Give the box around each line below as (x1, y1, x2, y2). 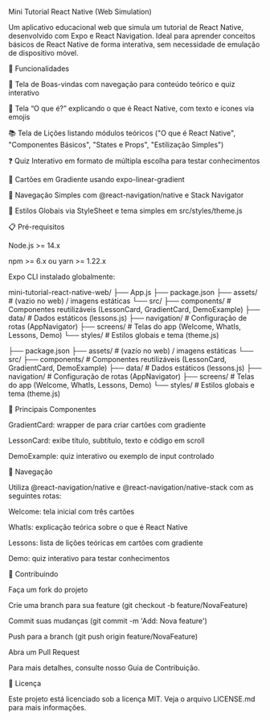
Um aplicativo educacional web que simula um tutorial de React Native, (8, 23, 243, 31)
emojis (8, 112, 31, 122)
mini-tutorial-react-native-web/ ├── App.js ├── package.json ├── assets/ (8, 288, 258, 297)
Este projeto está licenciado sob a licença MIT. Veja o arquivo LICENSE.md (8, 694, 256, 704)
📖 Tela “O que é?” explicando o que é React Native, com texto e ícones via (8, 104, 255, 113)
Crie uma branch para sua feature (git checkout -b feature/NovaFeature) (8, 601, 248, 610)
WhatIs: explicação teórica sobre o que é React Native (8, 522, 189, 531)
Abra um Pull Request (8, 647, 80, 656)
